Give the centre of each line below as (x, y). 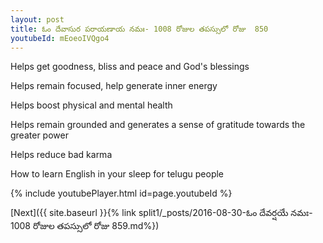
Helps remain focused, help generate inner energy (114, 86)
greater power (39, 135)
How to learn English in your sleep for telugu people (117, 174)
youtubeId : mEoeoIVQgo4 (60, 38)
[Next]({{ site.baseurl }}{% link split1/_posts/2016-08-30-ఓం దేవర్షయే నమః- (161, 213)
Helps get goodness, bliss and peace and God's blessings (130, 67)
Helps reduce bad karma (61, 155)
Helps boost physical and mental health (91, 105)
